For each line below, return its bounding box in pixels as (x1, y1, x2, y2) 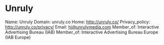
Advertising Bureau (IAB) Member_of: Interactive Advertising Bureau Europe (5, 29, 158, 35)
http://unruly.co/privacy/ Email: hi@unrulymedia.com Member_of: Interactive (5, 24, 159, 30)
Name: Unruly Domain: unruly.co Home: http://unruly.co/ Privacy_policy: (5, 19, 150, 25)
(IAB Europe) (5, 34, 31, 40)
